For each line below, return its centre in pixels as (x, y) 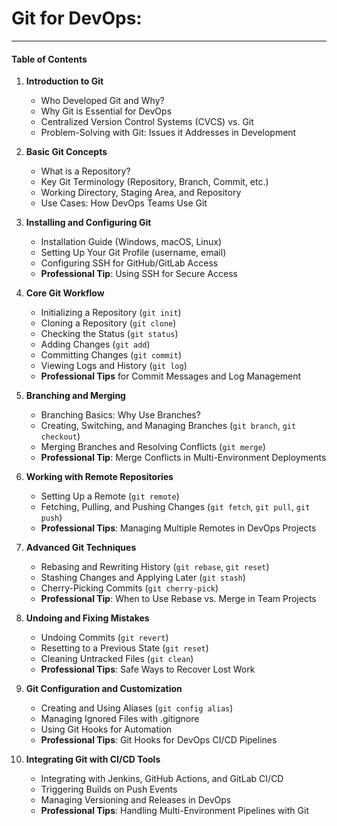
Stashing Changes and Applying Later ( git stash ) (143, 578)
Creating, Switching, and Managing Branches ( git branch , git (168, 426)
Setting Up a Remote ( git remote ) (110, 496)
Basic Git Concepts (66, 152)
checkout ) (60, 436)
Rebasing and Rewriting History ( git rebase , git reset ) (155, 567)
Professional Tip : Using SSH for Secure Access (139, 274)
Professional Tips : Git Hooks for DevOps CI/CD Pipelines (159, 740)
